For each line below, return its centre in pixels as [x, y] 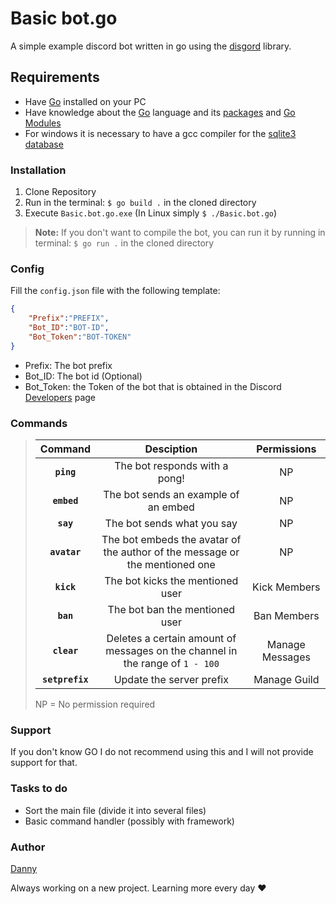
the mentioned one [171, 565]
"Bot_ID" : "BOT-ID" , [69, 328]
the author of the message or [171, 552]
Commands [39, 423]
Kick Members [286, 587]
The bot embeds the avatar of [171, 540]
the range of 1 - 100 [171, 664]
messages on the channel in [171, 651]
